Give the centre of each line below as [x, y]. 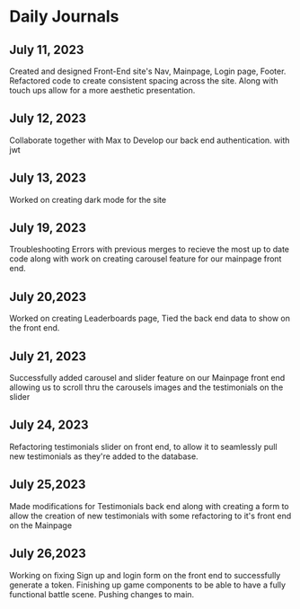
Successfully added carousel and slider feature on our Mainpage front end [147, 378]
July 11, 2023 [47, 50]
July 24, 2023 [49, 425]
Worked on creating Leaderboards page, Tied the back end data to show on [150, 318]
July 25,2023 [48, 485]
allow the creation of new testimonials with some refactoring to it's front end [150, 516]
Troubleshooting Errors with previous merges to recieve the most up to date [150, 250]
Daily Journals [64, 17]
